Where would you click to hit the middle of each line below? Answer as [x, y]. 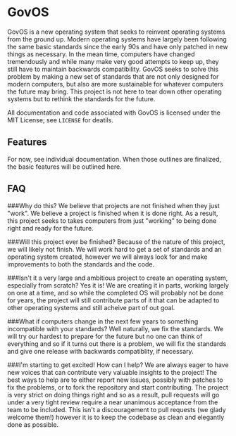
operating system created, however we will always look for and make [107, 257]
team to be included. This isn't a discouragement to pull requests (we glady [117, 409]
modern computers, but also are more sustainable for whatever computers [116, 84]
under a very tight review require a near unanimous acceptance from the [113, 402]
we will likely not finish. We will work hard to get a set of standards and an [114, 249]
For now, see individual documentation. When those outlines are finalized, [114, 159]
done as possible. [33, 424]
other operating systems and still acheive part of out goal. [91, 307]
